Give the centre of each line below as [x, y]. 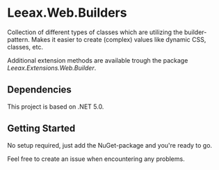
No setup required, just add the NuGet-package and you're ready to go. [110, 145]
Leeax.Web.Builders [67, 13]
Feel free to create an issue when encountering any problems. [96, 159]
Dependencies [39, 90]
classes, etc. [25, 47]
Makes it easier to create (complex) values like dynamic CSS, [119, 39]
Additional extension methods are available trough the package [98, 60]
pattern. [18, 39]
